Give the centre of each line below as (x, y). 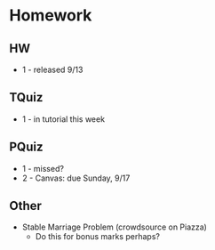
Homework (51, 16)
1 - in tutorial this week (63, 119)
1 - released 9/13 (52, 69)
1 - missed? (43, 168)
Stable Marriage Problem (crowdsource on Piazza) (114, 227)
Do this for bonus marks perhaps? (97, 237)
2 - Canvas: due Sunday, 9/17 (76, 178)
